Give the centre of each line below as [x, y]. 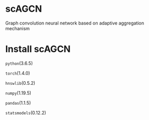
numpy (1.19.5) [18, 93]
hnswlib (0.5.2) [20, 83]
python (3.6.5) [19, 63]
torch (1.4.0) [18, 73]
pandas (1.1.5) [18, 103]
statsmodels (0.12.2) [26, 112]
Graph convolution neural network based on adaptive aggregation [75, 23]
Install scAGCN [38, 49]
